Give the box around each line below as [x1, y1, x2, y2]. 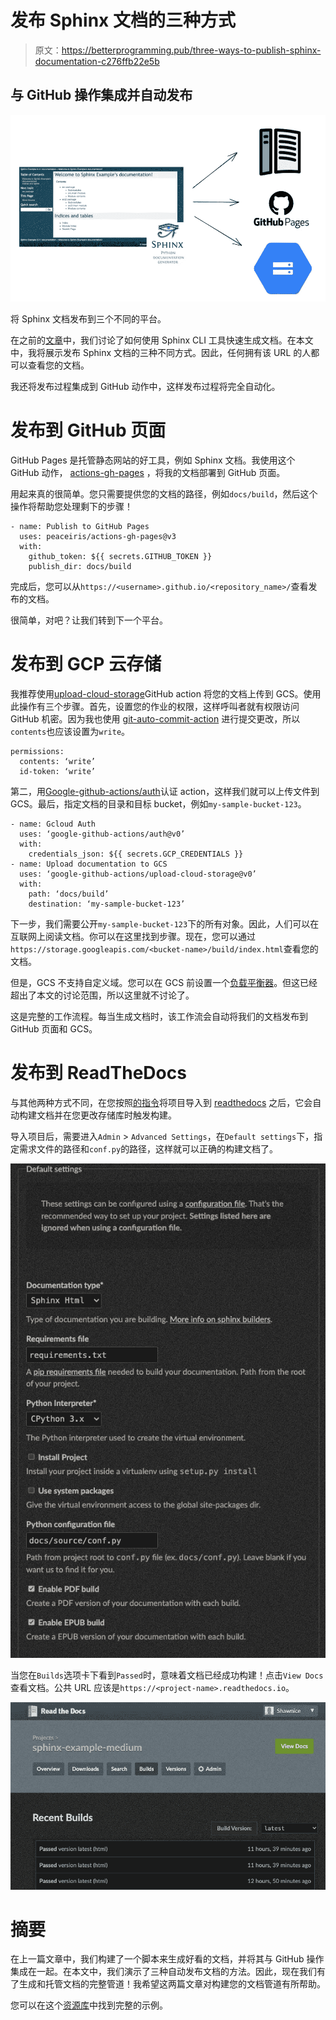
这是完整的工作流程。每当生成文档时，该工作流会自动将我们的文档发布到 [10, 1010, 308, 1022]
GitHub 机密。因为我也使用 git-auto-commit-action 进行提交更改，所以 [10, 712, 301, 725]
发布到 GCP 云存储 [10, 653, 162, 676]
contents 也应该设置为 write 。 [10, 725, 131, 737]
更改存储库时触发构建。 [79, 1109, 177, 1121]
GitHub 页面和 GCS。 [10, 1022, 98, 1035]
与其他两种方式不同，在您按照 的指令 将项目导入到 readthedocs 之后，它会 [10, 1096, 313, 1108]
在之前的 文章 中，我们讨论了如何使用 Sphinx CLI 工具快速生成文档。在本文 [10, 334, 314, 346]
